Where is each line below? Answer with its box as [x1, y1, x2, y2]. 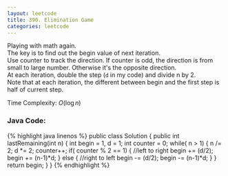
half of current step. [7, 85, 64, 93]
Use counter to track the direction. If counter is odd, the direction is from [7, 56, 214, 65]
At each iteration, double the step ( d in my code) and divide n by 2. [7, 71, 196, 79]
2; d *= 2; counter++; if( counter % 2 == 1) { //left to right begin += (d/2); [7, 146, 214, 155]
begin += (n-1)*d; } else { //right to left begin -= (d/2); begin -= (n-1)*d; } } [7, 153, 217, 162]
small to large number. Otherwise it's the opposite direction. [7, 63, 177, 72]
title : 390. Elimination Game [7, 16, 94, 23]
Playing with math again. [7, 42, 77, 50]
